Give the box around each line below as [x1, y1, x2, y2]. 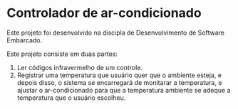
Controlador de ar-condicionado [6, 5, 202, 21]
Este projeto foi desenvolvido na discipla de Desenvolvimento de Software [6, 28, 225, 37]
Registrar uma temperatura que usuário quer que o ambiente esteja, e [16, 71, 222, 79]
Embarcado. [6, 35, 43, 44]
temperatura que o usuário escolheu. [16, 93, 126, 102]
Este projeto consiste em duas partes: [6, 50, 118, 58]
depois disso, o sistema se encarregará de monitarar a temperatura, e [16, 78, 222, 86]
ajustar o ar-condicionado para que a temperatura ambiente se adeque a [16, 86, 231, 94]
